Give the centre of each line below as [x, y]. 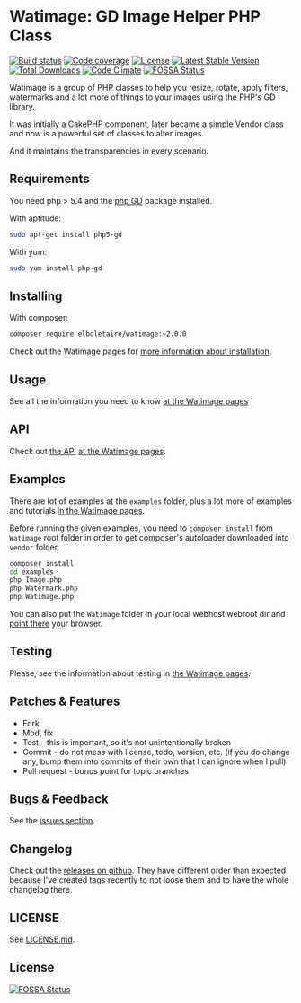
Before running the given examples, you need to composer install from [142, 528]
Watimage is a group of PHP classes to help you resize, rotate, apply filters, [149, 87]
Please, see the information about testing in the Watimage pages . [130, 673]
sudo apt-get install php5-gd [66, 234]
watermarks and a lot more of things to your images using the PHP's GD [142, 97]
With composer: [39, 318]
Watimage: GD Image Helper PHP [135, 17]
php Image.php [36, 580]
